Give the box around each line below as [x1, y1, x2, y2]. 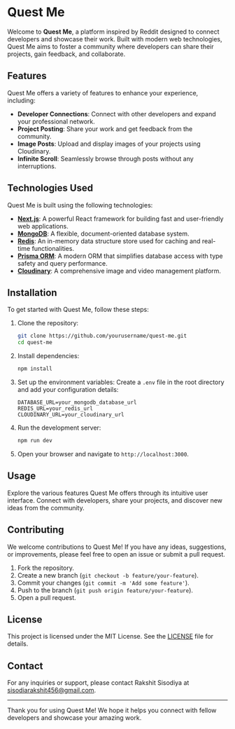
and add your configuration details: [17, 386, 119, 393]
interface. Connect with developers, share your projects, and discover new [7, 496, 222, 505]
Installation [7, 287, 57, 299]
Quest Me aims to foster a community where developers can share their [7, 42, 215, 50]
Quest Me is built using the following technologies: [7, 200, 153, 209]
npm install [17, 365, 52, 372]
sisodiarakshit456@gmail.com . [7, 686, 97, 695]
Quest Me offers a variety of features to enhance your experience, [7, 88, 199, 97]
